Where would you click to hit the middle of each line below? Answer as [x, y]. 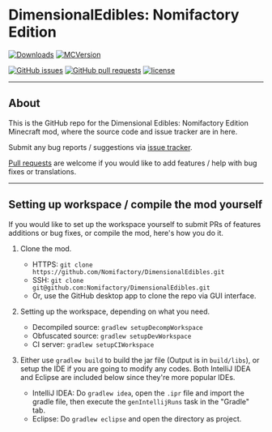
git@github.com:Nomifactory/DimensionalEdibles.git [121, 288]
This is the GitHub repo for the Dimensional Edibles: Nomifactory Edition [129, 122]
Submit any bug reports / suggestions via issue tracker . [100, 147]
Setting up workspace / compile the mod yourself [136, 205]
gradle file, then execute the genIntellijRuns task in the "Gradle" [140, 401]
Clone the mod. [46, 248]
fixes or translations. [42, 171]
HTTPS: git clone [62, 264]
